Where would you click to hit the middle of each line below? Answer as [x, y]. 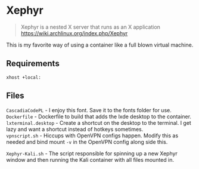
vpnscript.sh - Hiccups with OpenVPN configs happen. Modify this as [92, 136]
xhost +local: [24, 77]
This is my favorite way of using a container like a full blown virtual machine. [100, 45]
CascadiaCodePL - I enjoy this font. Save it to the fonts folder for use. [89, 110]
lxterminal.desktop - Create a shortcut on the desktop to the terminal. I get [99, 122]
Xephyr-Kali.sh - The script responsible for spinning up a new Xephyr [92, 153]
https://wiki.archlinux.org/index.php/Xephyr [74, 33]
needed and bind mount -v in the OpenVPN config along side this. [87, 142]
